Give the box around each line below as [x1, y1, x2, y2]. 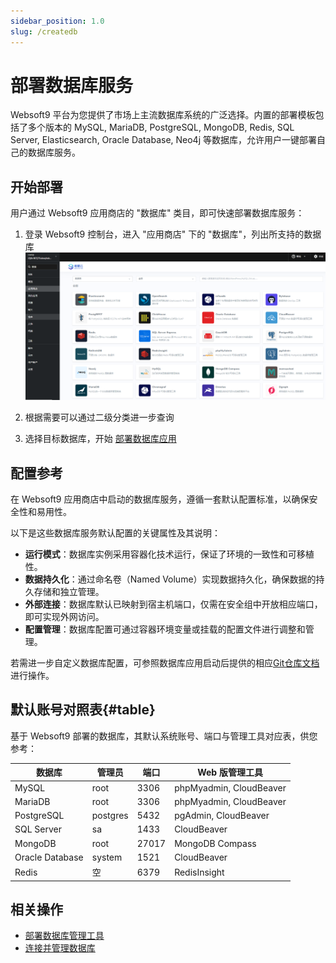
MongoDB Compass [174, 837, 257, 849]
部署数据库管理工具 [24, 930, 105, 942]
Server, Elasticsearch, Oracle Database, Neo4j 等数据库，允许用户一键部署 [10, 134, 317, 146]
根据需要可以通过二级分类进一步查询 [24, 411, 175, 424]
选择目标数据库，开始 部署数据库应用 [24, 433, 177, 445]
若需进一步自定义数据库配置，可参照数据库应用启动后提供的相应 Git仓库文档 [10, 656, 320, 669]
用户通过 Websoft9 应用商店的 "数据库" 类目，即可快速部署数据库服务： [10, 207, 305, 219]
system [91, 851, 123, 863]
